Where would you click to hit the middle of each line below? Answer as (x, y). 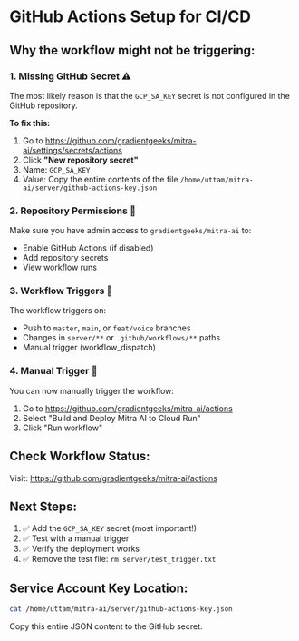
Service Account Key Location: (99, 588)
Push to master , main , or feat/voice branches (106, 328)
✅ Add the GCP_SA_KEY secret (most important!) (110, 528)
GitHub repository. (44, 105)
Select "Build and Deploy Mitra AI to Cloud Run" (111, 418)
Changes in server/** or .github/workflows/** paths (121, 338)
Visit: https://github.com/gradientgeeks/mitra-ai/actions (113, 478)
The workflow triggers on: (58, 311)
